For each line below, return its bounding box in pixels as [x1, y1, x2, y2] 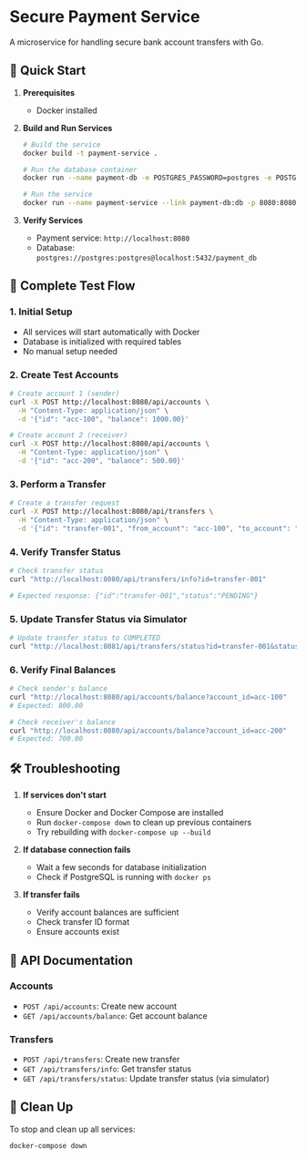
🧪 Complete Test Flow [9, 278, 136, 293]
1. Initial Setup [9, 305, 73, 318]
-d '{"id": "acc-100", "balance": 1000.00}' [17, 415, 189, 424]
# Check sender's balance [9, 684, 107, 693]
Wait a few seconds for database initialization [36, 862, 207, 873]
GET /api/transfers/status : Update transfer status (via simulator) [22, 1073, 270, 1084]
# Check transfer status [9, 567, 104, 576]
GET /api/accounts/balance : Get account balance [22, 1010, 208, 1021]
